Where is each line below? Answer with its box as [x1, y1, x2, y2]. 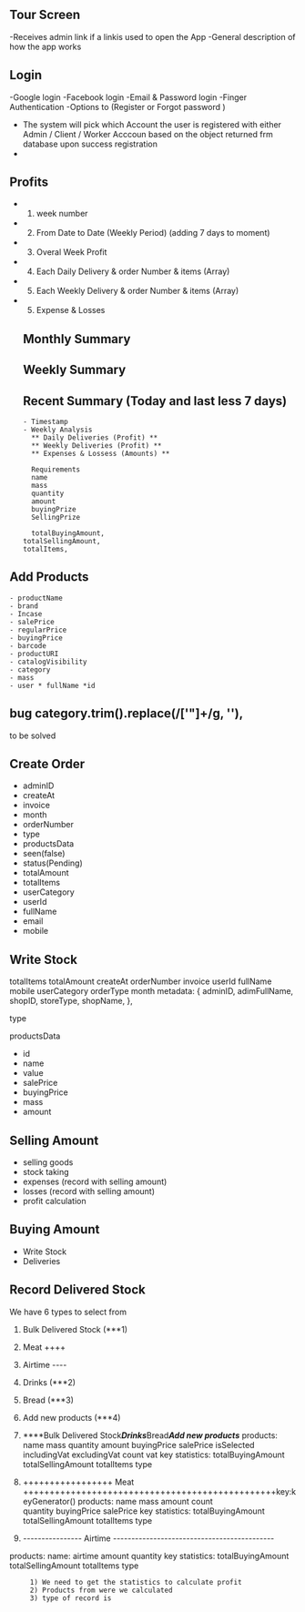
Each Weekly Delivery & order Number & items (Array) [36, 286, 239, 297]
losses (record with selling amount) [22, 1186, 156, 1197]
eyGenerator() [22, 1495, 76, 1506]
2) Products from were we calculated [29, 1586, 173, 1595]
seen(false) [22, 848, 66, 859]
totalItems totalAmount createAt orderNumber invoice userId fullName [9, 976, 272, 987]
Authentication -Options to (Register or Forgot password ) [9, 101, 226, 112]
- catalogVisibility [9, 657, 88, 666]
